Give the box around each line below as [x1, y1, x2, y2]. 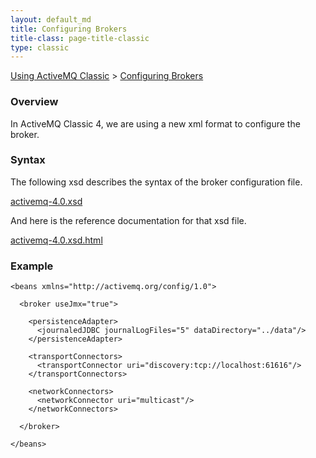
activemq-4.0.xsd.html [10, 234, 103, 246]
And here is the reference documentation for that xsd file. [10, 214, 247, 226]
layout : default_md [10, 14, 92, 25]
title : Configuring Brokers [10, 24, 128, 34]
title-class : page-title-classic [10, 33, 150, 43]
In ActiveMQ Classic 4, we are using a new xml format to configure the [10, 117, 301, 130]
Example [10, 259, 54, 273]
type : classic [10, 42, 70, 53]
